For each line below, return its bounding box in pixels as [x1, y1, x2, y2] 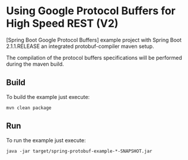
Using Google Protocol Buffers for [6, 4, 176, 18]
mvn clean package [6, 105, 52, 111]
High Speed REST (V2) [6, 17, 119, 30]
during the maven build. [6, 60, 64, 68]
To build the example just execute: [6, 93, 90, 100]
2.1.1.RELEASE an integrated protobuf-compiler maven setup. [6, 43, 154, 50]
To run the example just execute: [6, 136, 86, 143]
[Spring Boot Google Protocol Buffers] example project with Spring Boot [6, 36, 182, 43]
